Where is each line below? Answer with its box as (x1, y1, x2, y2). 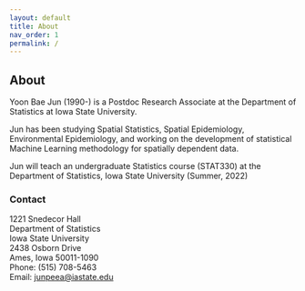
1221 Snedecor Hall (9, 214, 82, 225)
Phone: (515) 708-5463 (9, 262, 97, 273)
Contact (9, 193, 46, 206)
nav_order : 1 (9, 30, 59, 39)
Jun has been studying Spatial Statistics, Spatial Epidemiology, (9, 124, 245, 135)
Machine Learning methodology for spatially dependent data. (9, 143, 239, 155)
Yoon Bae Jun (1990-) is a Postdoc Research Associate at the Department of (9, 96, 297, 107)
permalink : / (9, 38, 59, 48)
